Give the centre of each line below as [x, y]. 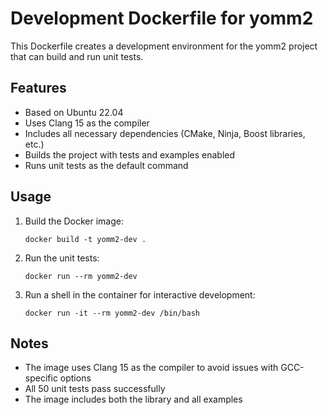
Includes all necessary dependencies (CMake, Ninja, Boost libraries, [165, 133]
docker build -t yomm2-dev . [85, 239]
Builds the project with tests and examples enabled [130, 154]
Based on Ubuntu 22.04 [74, 112]
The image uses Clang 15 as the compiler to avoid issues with [151, 368]
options [75, 378]
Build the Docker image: [74, 221]
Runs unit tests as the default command [106, 165]
